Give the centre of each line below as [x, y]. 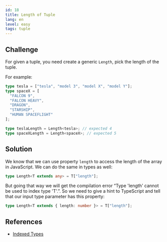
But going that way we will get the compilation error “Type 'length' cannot [82, 186]
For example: [19, 77]
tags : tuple [18, 29]
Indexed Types [28, 234]
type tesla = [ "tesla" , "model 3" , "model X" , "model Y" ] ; [69, 86]
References [24, 222]
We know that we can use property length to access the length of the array [84, 161]
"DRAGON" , [20, 105]
